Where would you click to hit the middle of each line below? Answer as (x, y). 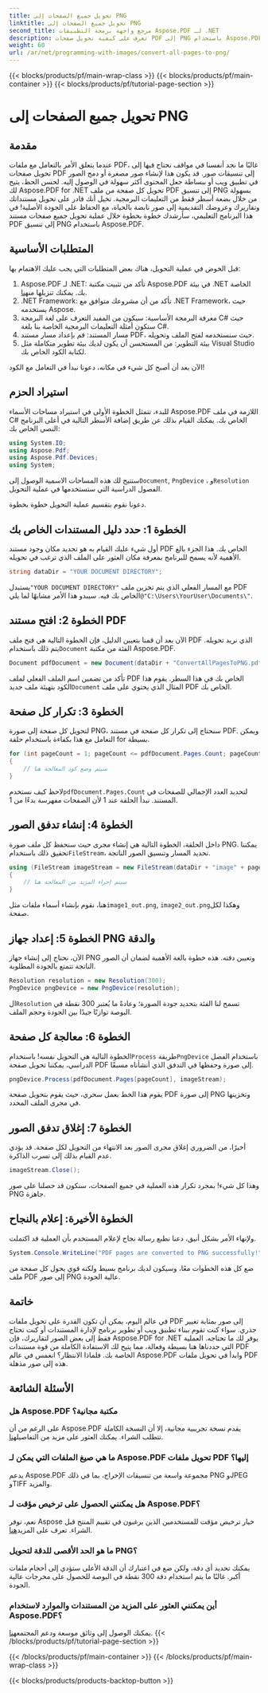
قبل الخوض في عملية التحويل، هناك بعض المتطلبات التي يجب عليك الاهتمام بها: (125, 268)
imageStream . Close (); (45, 1170)
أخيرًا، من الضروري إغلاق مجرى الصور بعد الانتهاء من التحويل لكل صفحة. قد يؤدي (127, 1147)
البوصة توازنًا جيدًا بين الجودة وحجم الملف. (70, 1012)
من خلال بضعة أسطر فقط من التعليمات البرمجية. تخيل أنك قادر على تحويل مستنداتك (133, 199)
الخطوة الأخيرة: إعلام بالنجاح (71, 1219)
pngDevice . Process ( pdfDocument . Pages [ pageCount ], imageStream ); (118, 1079)
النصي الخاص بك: (35, 428)
